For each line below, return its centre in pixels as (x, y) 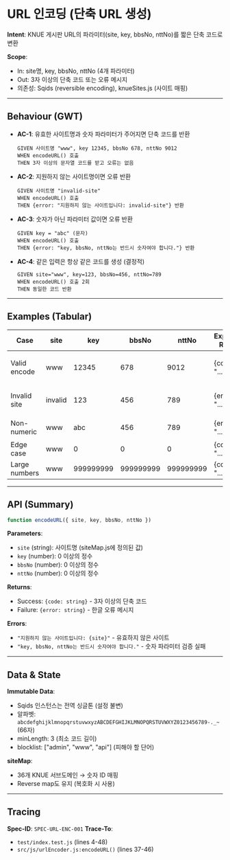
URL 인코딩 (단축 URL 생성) (79, 14)
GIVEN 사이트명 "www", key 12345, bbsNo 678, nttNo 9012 (97, 148)
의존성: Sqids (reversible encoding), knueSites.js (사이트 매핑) (102, 88)
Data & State (34, 675)
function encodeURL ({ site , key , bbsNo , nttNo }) (79, 520)
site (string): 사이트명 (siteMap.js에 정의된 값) (80, 547)
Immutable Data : (31, 692)
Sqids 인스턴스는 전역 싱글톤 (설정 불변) (70, 705)
